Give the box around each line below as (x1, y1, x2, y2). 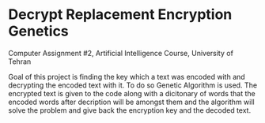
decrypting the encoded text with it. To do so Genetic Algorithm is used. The (8, 80, 258, 90)
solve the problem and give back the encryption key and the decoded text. (8, 105, 252, 115)
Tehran (8, 57, 32, 66)
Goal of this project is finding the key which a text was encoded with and (8, 72, 245, 81)
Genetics (8, 22, 69, 40)
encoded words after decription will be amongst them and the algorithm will (8, 97, 255, 106)
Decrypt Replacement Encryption (8, 6, 233, 24)
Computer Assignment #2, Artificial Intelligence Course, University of (8, 48, 233, 58)
